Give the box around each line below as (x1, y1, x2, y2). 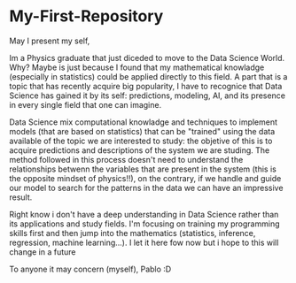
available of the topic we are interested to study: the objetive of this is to (9, 135, 273, 146)
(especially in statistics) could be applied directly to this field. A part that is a (9, 71, 288, 81)
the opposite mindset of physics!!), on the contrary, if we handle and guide (9, 172, 282, 183)
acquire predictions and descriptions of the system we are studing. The (9, 144, 270, 156)
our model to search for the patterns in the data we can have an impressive (9, 182, 284, 193)
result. (9, 192, 33, 203)
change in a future (9, 246, 77, 257)
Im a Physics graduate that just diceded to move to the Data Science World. (9, 52, 285, 63)
